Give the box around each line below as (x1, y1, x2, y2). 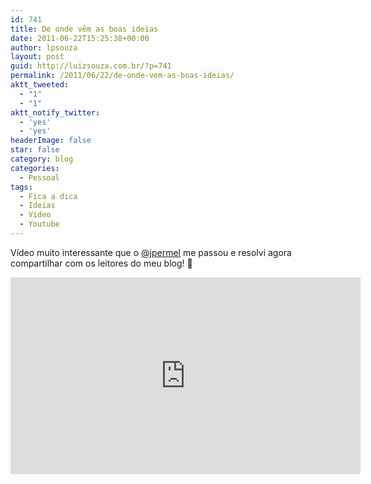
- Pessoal (19, 172, 60, 183)
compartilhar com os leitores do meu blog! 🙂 (10, 257, 193, 269)
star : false (10, 145, 60, 155)
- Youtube (19, 219, 60, 230)
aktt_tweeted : (10, 80, 70, 90)
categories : (10, 163, 60, 173)
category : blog (10, 154, 74, 164)
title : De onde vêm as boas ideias (10, 24, 159, 34)
